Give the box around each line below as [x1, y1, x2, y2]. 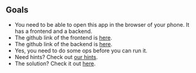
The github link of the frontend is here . [14, 33, 112, 41]
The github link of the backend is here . [14, 40, 113, 47]
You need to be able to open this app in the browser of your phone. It [14, 21, 190, 28]
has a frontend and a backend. [14, 27, 93, 35]
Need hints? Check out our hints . [14, 53, 98, 60]
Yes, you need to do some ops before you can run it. [14, 47, 148, 54]
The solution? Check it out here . [14, 60, 96, 67]
